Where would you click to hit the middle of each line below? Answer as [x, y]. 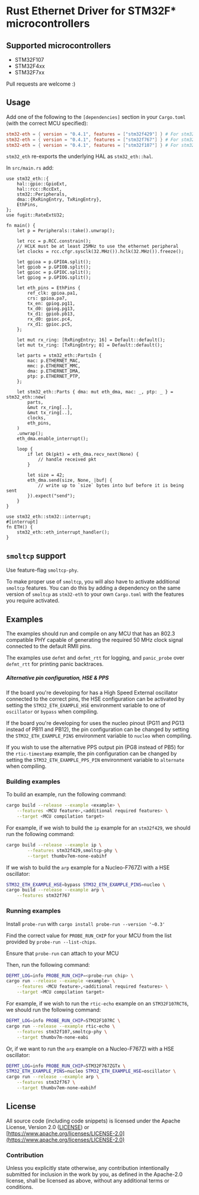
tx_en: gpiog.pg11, [52, 304]
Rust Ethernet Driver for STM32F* [91, 11]
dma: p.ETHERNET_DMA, [54, 371]
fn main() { [21, 226]
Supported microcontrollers [59, 45]
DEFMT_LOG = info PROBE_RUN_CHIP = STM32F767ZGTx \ [66, 1066]
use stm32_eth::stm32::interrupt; [49, 517]
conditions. [20, 1187]
